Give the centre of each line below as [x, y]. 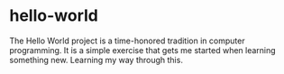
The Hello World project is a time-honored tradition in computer [127, 41]
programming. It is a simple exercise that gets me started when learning [143, 50]
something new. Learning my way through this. [96, 60]
